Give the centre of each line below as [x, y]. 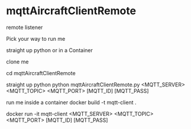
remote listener [25, 27]
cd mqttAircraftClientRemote [41, 73]
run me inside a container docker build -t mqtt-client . [71, 102]
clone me [17, 62]
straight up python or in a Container [49, 50]
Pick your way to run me [36, 38]
